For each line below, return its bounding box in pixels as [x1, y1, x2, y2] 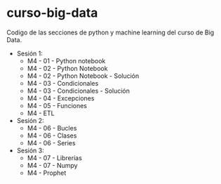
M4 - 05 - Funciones [27, 101, 87, 110]
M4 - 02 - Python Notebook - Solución [27, 72, 140, 80]
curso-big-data [6, 5, 98, 21]
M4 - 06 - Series [27, 138, 76, 147]
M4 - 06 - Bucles [27, 124, 77, 132]
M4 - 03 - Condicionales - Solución [27, 86, 130, 95]
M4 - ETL [27, 109, 55, 117]
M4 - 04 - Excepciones [27, 93, 95, 103]
